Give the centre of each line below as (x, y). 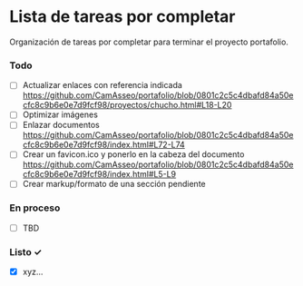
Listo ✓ (26, 251)
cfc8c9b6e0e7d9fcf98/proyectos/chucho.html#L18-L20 (127, 105)
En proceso (35, 208)
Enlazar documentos (61, 125)
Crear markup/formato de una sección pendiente (114, 184)
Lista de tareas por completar (122, 17)
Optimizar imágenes (60, 114)
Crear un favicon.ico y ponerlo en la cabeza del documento (133, 154)
